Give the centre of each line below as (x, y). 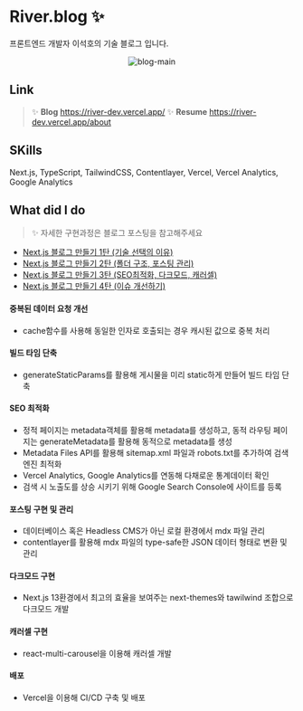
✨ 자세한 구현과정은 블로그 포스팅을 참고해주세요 (117, 233)
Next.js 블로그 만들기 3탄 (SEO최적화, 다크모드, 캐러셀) (120, 275)
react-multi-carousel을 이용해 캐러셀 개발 (97, 653)
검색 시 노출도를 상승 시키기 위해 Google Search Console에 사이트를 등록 (152, 487)
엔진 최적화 (42, 464)
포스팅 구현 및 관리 (42, 509)
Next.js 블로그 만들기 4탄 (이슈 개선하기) (94, 286)
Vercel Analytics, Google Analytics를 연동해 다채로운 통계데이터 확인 (146, 475)
